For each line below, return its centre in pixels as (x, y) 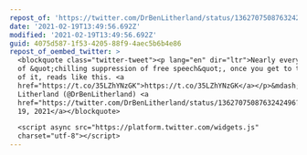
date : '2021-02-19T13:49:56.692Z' (75, 26)
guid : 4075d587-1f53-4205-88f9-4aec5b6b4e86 (95, 43)
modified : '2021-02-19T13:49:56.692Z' (83, 35)
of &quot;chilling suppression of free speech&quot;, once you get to (155, 69)
